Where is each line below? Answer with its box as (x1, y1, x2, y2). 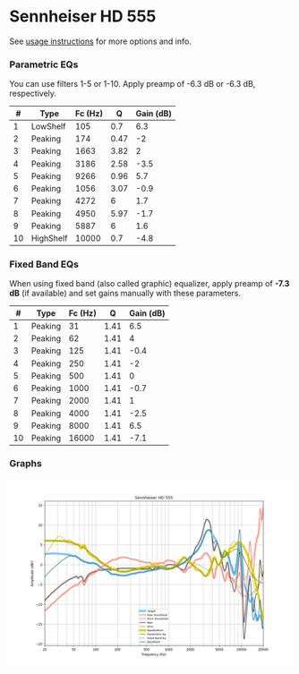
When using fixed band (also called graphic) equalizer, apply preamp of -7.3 (9, 278, 290, 289)
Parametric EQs (9, 58, 79, 71)
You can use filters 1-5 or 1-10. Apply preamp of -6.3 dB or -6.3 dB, (9, 79, 256, 90)
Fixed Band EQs (9, 258, 79, 270)
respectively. (9, 88, 56, 99)
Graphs (9, 457, 42, 470)
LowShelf (30, 121, 66, 132)
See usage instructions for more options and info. (9, 36, 192, 47)
